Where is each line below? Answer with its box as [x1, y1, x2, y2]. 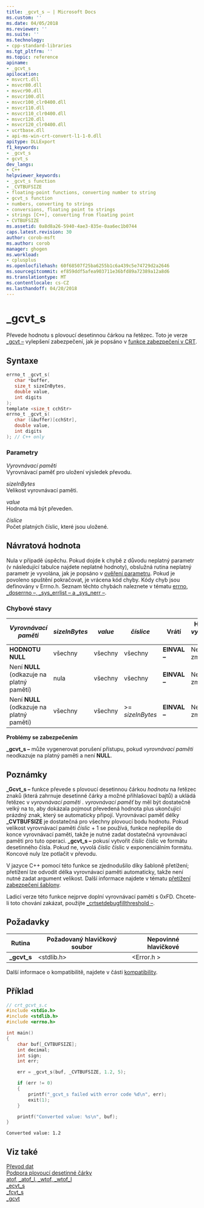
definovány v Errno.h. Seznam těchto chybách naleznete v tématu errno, [6, 582, 188, 589]
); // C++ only [6, 433, 45, 440]
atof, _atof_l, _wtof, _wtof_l [6, 1176, 72, 1183]
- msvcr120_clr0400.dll [6, 122, 67, 128]
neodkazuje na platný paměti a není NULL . [6, 752, 112, 759]
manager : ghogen [6, 246, 47, 252]
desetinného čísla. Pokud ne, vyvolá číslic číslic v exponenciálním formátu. [6, 843, 193, 850]
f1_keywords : [6, 144, 39, 151]
